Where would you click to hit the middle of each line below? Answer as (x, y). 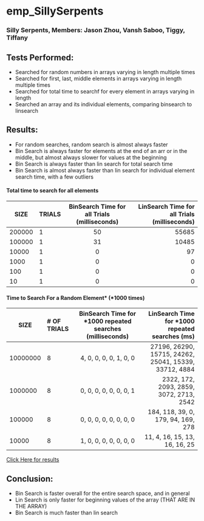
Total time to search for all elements (53, 191)
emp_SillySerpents (55, 11)
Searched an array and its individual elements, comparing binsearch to (104, 104)
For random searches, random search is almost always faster (91, 145)
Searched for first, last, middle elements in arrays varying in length (98, 78)
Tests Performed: (40, 57)
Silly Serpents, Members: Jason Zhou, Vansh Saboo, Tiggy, (96, 30)
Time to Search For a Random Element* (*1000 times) (76, 298)
